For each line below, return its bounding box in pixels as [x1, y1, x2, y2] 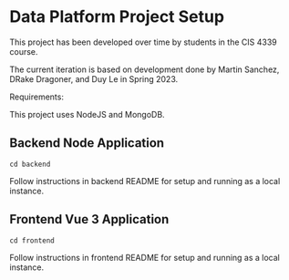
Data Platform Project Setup [9, 6, 225, 27]
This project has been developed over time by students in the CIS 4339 [9, 36, 277, 47]
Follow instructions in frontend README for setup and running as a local [9, 252, 280, 263]
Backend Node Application [9, 135, 165, 151]
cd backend [9, 160, 51, 169]
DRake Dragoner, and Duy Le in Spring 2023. [9, 73, 179, 84]
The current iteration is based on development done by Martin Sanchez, [9, 64, 280, 75]
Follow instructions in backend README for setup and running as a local [9, 175, 281, 186]
